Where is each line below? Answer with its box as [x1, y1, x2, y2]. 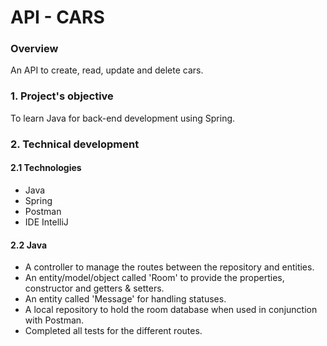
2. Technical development [10, 137, 140, 151]
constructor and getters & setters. [24, 282, 165, 295]
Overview [10, 42, 59, 56]
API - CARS [10, 6, 105, 29]
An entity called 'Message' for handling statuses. [24, 293, 227, 305]
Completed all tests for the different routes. [24, 325, 203, 337]
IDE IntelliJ [24, 216, 69, 228]
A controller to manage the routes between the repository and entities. [24, 261, 315, 273]
